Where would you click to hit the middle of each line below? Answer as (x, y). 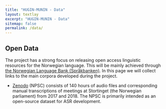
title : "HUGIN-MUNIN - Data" (35, 10)
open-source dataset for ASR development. (57, 101)
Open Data (22, 48)
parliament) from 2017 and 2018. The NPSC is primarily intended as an (84, 96)
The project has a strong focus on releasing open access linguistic (73, 60)
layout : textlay (22, 14)
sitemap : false (21, 24)
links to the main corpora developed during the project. (61, 76)
